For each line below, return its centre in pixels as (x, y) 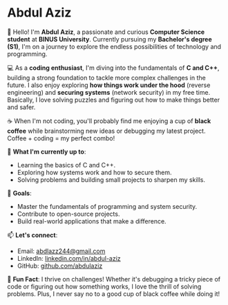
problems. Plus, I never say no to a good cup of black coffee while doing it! (114, 294)
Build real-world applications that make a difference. (92, 221)
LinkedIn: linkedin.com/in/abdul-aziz (69, 258)
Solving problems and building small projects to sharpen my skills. (111, 179)
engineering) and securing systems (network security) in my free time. (109, 92)
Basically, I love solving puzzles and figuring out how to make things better (113, 100)
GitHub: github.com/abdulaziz (60, 266)
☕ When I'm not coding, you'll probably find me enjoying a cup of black (109, 121)
